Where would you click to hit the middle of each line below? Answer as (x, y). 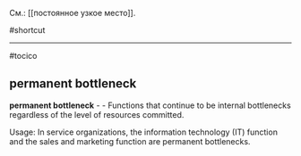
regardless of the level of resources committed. (97, 114)
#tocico (23, 56)
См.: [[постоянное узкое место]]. (73, 13)
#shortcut (27, 30)
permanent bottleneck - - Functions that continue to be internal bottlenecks (150, 105)
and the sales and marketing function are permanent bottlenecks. (130, 141)
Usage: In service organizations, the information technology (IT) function (143, 132)
